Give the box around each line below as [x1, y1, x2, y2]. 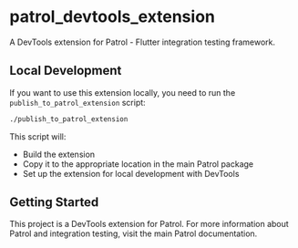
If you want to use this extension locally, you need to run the [9, 87, 236, 98]
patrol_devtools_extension [9, 6, 216, 27]
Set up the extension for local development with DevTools [22, 168, 240, 179]
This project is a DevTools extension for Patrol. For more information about [9, 219, 289, 230]
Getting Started [9, 194, 99, 211]
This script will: [9, 130, 67, 142]
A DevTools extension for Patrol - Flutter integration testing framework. [9, 36, 276, 47]
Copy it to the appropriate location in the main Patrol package [22, 158, 254, 170]
